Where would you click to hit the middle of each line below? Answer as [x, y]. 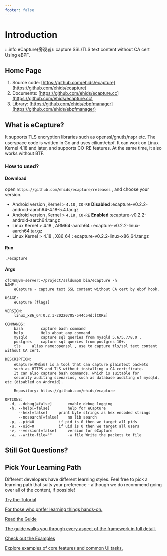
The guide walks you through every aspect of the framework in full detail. [81, 529]
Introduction [31, 34]
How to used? [22, 166]
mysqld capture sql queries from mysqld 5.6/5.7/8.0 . [78, 337]
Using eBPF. [18, 55]
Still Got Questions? [37, 450]
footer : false [20, 10]
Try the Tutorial [21, 499]
